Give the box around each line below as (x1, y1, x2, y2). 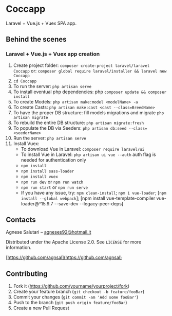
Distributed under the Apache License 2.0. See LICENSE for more (6, 239, 142, 245)
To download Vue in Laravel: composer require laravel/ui (21, 146, 145, 152)
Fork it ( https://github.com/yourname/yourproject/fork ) (13, 283, 130, 289)
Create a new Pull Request (13, 305, 70, 311)
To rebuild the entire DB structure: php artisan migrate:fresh (13, 119, 144, 126)
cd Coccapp (13, 78, 37, 84)
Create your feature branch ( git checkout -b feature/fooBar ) (13, 289, 145, 295)
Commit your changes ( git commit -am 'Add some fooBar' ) (13, 294, 139, 300)
